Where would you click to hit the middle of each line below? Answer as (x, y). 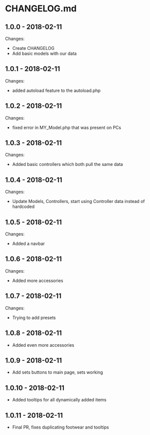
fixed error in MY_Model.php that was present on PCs (67, 127)
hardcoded (23, 207)
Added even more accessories (43, 345)
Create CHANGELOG (33, 48)
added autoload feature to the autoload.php (56, 90)
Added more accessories (38, 280)
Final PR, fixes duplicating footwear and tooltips (60, 427)
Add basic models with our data (45, 53)
